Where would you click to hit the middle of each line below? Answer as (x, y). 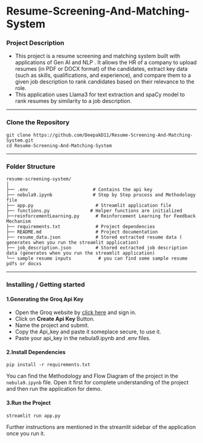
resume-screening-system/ (39, 179)
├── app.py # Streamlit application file (89, 206)
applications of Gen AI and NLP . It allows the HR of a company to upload (106, 62)
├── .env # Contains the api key (79, 190)
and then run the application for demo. (54, 389)
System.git (20, 140)
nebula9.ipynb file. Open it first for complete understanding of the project (98, 382)
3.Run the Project (29, 403)
